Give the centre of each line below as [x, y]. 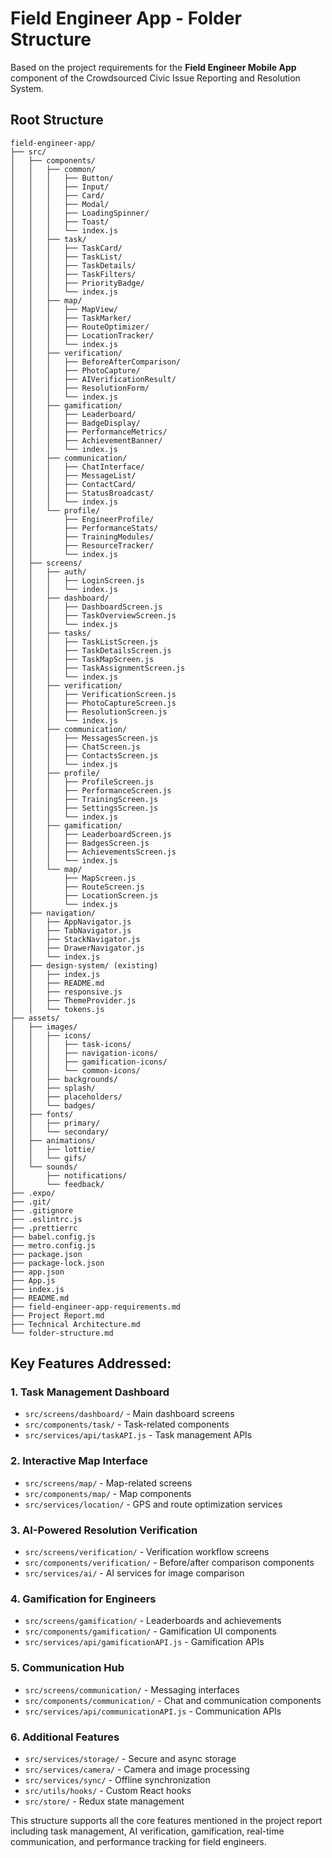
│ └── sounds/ [44, 1167]
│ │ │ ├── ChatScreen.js [75, 747]
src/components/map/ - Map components [108, 1493]
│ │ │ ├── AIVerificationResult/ [93, 379]
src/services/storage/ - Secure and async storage [130, 1758]
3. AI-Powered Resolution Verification [104, 1530]
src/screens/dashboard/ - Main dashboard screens [129, 1414]
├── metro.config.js [53, 1245]
